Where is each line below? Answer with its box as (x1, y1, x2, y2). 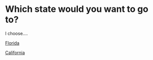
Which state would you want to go (5, 3, 149, 15)
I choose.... (5, 30, 28, 36)
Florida (5, 40, 20, 46)
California (5, 50, 25, 56)
